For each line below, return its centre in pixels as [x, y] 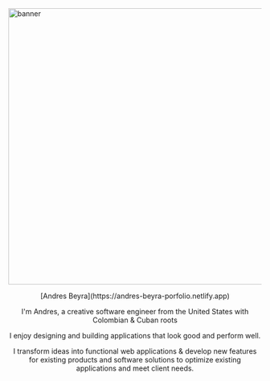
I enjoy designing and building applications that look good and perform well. [135, 336]
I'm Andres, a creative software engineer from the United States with [135, 311]
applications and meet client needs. [135, 368]
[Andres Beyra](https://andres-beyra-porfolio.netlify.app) [135, 296]
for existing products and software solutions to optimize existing [135, 360]
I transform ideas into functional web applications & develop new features [135, 351]
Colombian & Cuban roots [135, 320]
